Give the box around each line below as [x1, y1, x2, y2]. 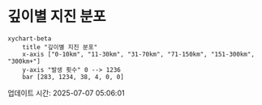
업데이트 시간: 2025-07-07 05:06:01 [7, 88, 125, 98]
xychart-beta [7, 34, 52, 43]
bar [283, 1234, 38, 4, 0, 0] [22, 73, 125, 81]
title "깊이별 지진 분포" [22, 43, 98, 51]
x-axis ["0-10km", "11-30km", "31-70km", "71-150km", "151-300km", [22, 50, 255, 58]
